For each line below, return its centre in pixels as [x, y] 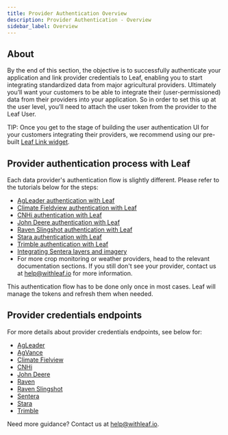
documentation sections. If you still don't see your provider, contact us [117, 266]
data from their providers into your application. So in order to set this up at [112, 99]
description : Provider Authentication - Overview [79, 20]
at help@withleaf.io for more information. [75, 273]
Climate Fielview [40, 360]
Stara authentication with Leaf [60, 237]
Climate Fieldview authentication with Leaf [77, 208]
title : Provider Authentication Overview [67, 13]
